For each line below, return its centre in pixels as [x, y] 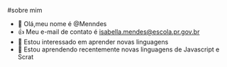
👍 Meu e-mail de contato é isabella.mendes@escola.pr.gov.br [109, 32]
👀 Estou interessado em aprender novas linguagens [93, 42]
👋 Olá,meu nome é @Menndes [62, 24]
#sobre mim [25, 10]
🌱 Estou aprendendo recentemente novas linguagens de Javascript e [118, 49]
